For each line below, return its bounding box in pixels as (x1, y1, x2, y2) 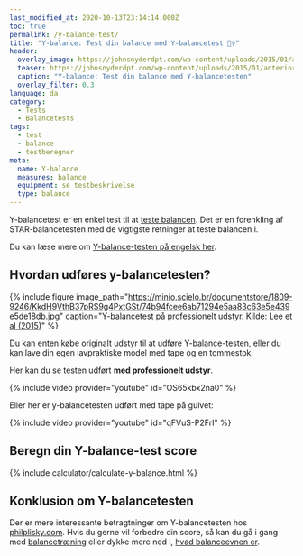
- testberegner (17, 147, 75, 156)
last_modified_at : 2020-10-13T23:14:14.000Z (9, 13, 179, 23)
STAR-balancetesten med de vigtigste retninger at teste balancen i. (9, 224, 259, 235)
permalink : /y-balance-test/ (9, 30, 119, 39)
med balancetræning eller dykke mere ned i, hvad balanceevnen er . (9, 536, 260, 547)
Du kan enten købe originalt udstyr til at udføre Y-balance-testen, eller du (9, 338, 281, 348)
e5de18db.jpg (9, 310, 60, 321)
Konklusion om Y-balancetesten (9, 494, 194, 509)
